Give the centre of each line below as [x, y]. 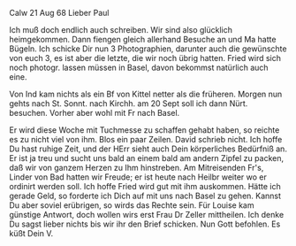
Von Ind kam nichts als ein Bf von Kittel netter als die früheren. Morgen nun [146, 94]
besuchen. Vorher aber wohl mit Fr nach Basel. [95, 113]
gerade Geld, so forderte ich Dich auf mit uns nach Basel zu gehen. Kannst [145, 196]
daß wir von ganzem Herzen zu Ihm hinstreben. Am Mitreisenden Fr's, [137, 168]
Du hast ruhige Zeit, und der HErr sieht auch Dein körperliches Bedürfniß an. [148, 149]
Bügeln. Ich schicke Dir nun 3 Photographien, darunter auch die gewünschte [148, 49]
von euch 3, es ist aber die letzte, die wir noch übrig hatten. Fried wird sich [145, 58]
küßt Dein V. [31, 233]
